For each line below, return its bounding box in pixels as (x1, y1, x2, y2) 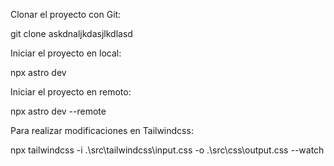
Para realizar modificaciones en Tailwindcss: (10, 125, 194, 136)
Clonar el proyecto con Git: (10, 9, 122, 20)
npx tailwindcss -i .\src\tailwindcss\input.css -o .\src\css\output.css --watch (10, 144, 325, 156)
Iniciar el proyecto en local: (10, 47, 122, 59)
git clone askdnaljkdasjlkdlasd (10, 28, 133, 39)
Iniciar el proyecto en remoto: (10, 86, 132, 98)
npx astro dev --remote (10, 105, 107, 117)
